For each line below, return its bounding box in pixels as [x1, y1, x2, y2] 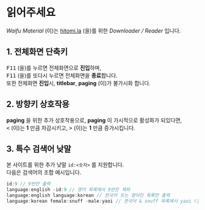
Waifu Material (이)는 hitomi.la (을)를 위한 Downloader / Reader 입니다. [6, 27, 181, 34]
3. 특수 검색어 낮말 [6, 143, 71, 154]
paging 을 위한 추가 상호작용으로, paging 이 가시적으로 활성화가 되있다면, [6, 116, 182, 124]
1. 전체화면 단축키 [6, 47, 68, 57]
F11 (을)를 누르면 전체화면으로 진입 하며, [6, 64, 102, 71]
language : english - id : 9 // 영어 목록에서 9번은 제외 [6, 187, 131, 193]
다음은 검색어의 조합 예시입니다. [6, 169, 82, 176]
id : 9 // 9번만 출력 [6, 181, 51, 187]
